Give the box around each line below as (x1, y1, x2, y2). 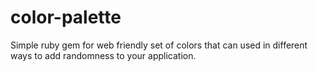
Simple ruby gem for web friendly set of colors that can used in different (10, 39, 308, 51)
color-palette (10, 6, 122, 29)
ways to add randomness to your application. (10, 49, 197, 61)
